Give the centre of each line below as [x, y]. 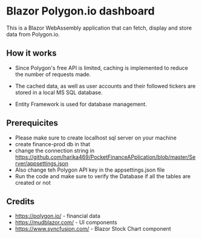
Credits [21, 201]
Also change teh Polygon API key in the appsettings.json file [90, 170]
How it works [31, 53]
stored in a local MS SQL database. [59, 92]
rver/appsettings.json [41, 163]
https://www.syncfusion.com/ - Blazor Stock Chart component [93, 229]
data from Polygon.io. [33, 34]
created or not [33, 182]
